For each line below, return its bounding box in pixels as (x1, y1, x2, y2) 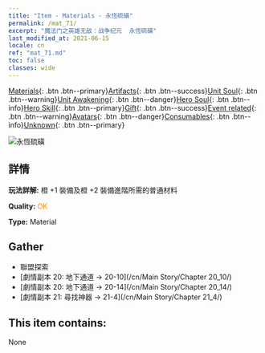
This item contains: (8, 316, 107, 330)
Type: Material (8, 217, 57, 226)
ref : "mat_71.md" (8, 49, 67, 57)
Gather (8, 240, 44, 254)
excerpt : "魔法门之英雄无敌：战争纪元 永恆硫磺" (8, 26, 157, 34)
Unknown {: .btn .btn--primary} (23, 120, 125, 129)
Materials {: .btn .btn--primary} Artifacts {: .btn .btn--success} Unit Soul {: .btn (8, 86, 259, 95)
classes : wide (8, 64, 56, 72)
